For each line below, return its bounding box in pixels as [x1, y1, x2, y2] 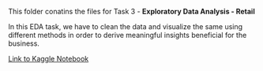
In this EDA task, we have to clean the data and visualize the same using [8, 22, 243, 31]
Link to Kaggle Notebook [8, 54, 89, 63]
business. [8, 39, 39, 48]
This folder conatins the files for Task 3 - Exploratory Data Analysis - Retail [8, 7, 255, 16]
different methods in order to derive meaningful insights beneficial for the [8, 31, 247, 39]
